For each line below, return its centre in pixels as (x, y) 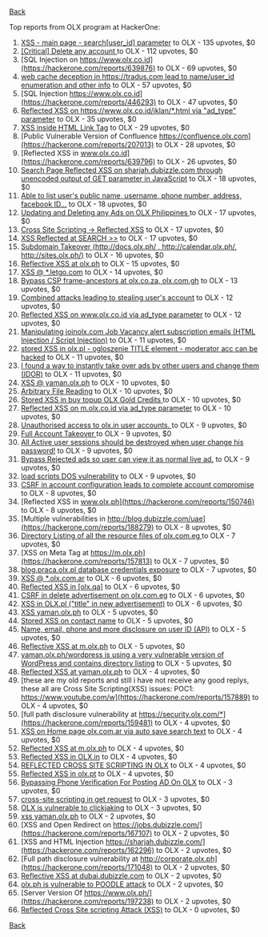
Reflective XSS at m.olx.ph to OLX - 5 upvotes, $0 (103, 646)
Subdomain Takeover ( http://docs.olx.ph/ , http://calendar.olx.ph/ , (129, 246)
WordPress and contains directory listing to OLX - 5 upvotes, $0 (126, 663)
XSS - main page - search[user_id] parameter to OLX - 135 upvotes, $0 (138, 42)
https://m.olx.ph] (118, 553)
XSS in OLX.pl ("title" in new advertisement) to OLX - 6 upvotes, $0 (131, 604)
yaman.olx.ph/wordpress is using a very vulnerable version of (122, 655)
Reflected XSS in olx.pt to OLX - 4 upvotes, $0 (97, 774)
